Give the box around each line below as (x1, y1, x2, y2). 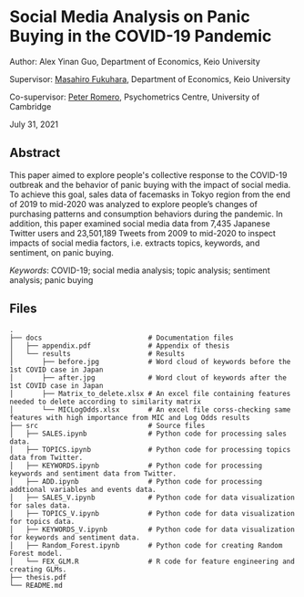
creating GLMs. (9, 564, 67, 574)
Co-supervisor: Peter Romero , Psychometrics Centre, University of (9, 91, 260, 102)
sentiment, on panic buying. (9, 246, 114, 257)
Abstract (9, 145, 61, 161)
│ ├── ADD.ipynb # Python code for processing (9, 477, 262, 486)
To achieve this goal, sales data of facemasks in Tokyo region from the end (9, 189, 291, 200)
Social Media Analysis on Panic (9, 6, 250, 27)
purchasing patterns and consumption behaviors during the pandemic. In (9, 208, 284, 219)
